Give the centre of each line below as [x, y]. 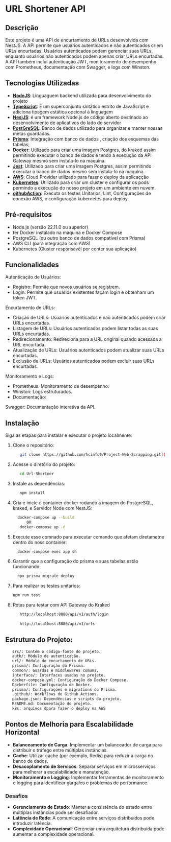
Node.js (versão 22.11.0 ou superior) [50, 227]
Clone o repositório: [33, 446]
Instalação [22, 423]
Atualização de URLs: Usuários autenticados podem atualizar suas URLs [88, 350]
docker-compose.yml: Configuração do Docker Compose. [70, 680]
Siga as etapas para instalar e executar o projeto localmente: [69, 435]
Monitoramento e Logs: [30, 377]
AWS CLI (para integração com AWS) [51, 243]
